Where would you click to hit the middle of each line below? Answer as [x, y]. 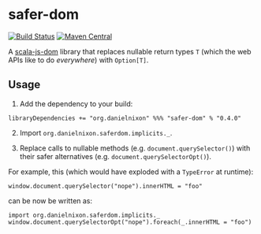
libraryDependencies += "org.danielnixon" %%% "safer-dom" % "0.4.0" [125, 118]
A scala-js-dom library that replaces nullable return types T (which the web [130, 51]
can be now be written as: [50, 201]
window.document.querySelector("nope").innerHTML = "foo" [105, 186]
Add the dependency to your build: [76, 103]
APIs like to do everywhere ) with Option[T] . [78, 60]
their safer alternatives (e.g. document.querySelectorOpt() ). [115, 156]
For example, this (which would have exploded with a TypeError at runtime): [131, 172]
